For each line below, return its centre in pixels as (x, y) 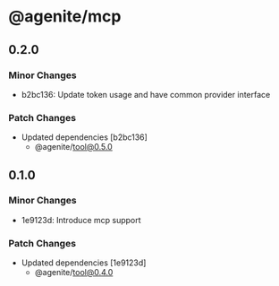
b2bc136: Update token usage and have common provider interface (146, 94)
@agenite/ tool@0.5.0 (73, 147)
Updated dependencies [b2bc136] (85, 137)
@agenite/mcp (65, 17)
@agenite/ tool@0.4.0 (74, 273)
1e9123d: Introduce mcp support (81, 220)
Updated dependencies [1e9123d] (84, 263)
